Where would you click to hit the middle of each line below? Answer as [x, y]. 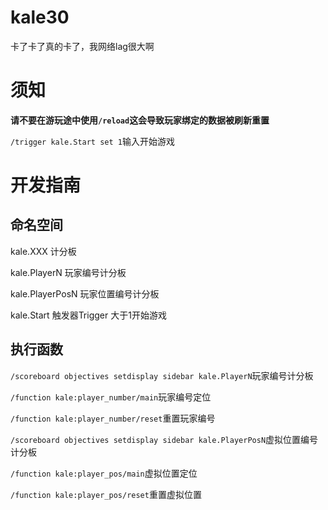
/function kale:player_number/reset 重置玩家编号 [113, 418]
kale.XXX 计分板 [43, 251]
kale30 [40, 17]
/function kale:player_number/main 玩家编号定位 [111, 397]
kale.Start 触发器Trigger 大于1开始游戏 [88, 315]
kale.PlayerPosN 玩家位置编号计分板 [85, 293]
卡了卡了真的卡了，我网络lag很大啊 [82, 46]
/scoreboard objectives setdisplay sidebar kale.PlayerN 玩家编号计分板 [162, 375]
